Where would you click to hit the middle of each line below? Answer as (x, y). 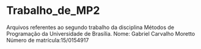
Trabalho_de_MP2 (53, 11)
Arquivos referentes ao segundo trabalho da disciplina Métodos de (90, 27)
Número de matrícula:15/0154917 (48, 40)
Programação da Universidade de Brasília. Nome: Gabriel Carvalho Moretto (101, 33)
